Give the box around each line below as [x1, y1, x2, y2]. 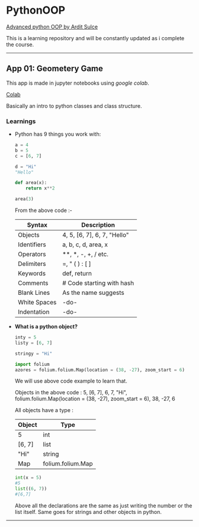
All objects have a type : [14, 407, 74, 414]
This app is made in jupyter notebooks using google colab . [6, 79, 149, 86]
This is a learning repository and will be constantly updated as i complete [6, 34, 185, 41]
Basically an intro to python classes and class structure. [6, 102, 142, 110]
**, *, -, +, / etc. [62, 250, 108, 258]
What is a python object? [14, 323, 78, 330]
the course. [6, 41, 34, 48]
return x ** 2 [25, 185, 55, 191]
